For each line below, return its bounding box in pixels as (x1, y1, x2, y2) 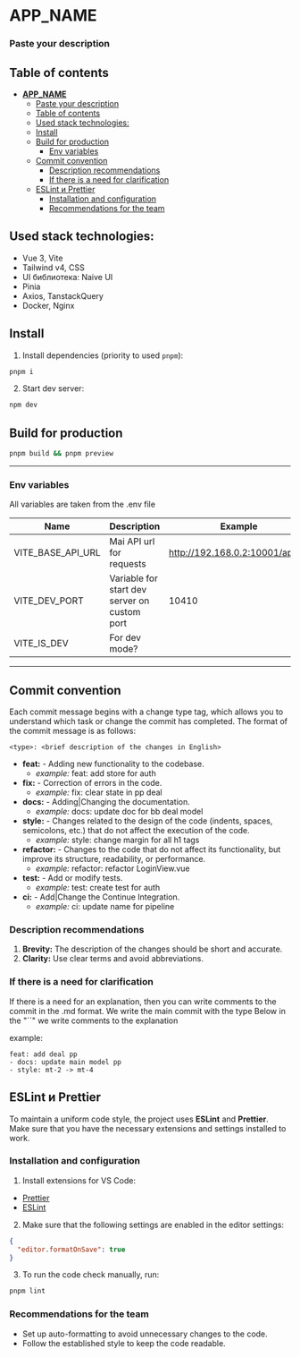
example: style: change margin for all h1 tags (35, 834, 200, 846)
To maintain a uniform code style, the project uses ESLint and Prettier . (9, 1114, 270, 1124)
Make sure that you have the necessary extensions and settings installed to (9, 1122, 287, 1133)
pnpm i (9, 367, 34, 376)
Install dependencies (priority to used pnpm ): (21, 350, 184, 361)
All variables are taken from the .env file (9, 499, 156, 510)
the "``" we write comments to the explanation (9, 1015, 179, 1026)
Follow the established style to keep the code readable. (21, 1337, 226, 1348)
